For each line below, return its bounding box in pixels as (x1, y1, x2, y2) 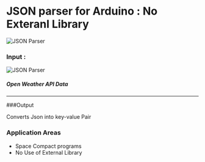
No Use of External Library (15, 149, 82, 156)
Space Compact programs (15, 142, 82, 150)
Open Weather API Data (6, 80, 68, 88)
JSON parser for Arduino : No (6, 4, 157, 18)
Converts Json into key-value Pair (6, 113, 92, 121)
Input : (6, 52, 26, 61)
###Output (6, 102, 34, 109)
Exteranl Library (6, 17, 90, 31)
